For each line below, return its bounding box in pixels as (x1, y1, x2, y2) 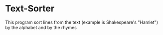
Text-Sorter (5, 3, 55, 14)
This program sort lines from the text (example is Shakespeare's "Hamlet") (5, 19, 159, 25)
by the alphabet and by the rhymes (5, 24, 77, 30)
